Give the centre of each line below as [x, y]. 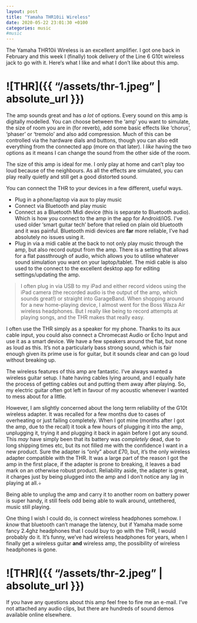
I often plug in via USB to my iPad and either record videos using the [103, 286]
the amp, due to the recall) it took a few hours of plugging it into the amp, [95, 427]
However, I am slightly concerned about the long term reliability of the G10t [97, 408]
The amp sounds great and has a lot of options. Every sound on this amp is [97, 115]
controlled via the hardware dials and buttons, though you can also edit [92, 140]
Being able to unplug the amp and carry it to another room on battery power [98, 495]
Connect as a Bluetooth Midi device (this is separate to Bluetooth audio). [102, 212]
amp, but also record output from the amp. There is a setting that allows [101, 250]
